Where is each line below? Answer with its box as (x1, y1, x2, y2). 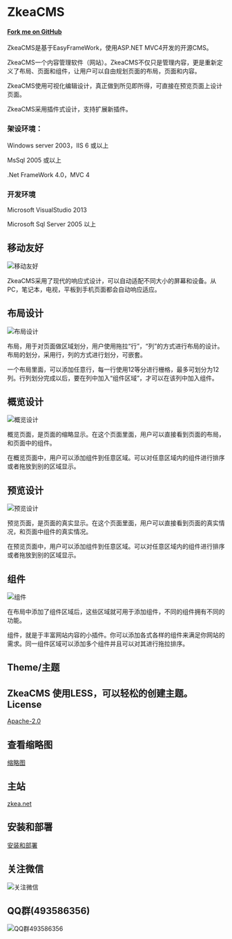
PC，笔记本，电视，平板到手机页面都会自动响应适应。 (7, 285, 161, 293)
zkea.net (7, 799, 32, 808)
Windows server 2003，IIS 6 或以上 (7, 141, 109, 149)
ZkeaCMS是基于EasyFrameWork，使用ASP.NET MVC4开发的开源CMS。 (7, 44, 213, 52)
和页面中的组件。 (7, 439, 56, 447)
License (7, 698, 42, 710)
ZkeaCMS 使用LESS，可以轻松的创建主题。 (7, 687, 193, 699)
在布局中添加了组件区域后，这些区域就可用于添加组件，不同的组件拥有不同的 (7, 608, 225, 616)
